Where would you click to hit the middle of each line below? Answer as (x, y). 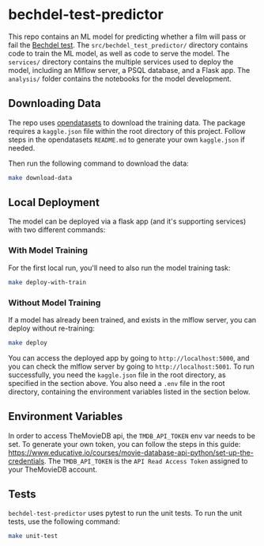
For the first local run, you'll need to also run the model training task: (119, 268)
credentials (26, 460)
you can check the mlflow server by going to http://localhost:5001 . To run (131, 366)
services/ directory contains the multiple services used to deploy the (121, 62)
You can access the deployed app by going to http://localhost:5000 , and (129, 357)
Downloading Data (55, 103)
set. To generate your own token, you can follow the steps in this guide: (124, 444)
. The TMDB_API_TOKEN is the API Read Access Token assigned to (146, 460)
